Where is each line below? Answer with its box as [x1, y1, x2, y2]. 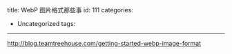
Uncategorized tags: [17, 20, 76, 27]
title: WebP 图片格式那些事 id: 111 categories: [7, 6, 133, 14]
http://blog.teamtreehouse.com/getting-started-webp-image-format [7, 40, 202, 47]
